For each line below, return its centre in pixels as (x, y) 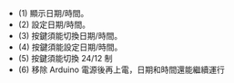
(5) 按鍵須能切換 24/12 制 (65, 58)
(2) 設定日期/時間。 (54, 24)
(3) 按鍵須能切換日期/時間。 (70, 36)
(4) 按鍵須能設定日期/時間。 (70, 47)
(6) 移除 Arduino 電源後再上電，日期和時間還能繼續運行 (122, 69)
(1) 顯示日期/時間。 (53, 13)
